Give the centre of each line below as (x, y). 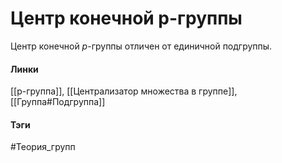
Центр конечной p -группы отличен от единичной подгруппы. (141, 46)
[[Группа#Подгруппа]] (58, 102)
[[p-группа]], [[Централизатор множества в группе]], (124, 91)
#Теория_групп (43, 147)
